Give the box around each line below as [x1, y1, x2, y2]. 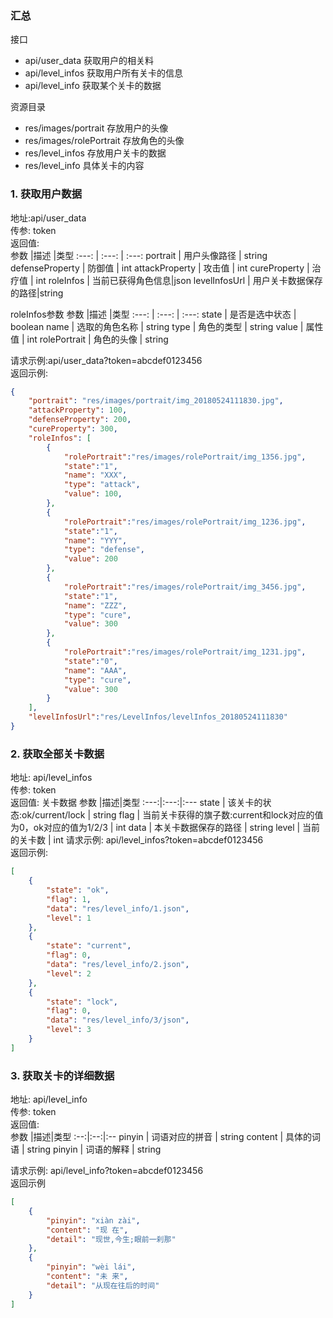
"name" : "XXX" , [63, 470, 128, 481]
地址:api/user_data [10, 212, 87, 224]
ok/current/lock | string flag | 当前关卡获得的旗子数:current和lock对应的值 [21, 809, 324, 821]
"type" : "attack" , [63, 480, 141, 490]
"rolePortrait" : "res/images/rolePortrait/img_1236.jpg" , [63, 517, 307, 527]
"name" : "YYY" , [63, 535, 128, 546]
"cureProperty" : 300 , [28, 424, 118, 434]
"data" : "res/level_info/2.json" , [46, 960, 190, 970]
